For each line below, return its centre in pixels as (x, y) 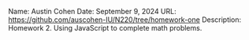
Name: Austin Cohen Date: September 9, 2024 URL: (92, 11)
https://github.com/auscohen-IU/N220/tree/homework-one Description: (125, 20)
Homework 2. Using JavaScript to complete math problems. (105, 28)
